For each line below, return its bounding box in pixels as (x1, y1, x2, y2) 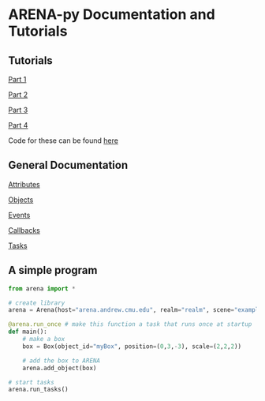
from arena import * (8, 284, 77, 293)
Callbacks (8, 225, 41, 234)
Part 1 (8, 75, 27, 84)
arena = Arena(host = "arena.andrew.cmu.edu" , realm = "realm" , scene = (8, 306, 235, 314)
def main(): (8, 328, 47, 336)
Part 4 (8, 121, 28, 129)
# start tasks (8, 378, 55, 386)
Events (8, 210, 31, 219)
